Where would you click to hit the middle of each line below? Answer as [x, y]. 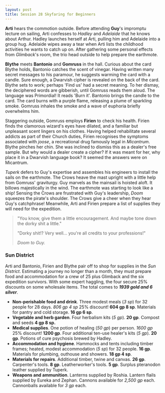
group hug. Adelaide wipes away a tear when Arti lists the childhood [74, 44]
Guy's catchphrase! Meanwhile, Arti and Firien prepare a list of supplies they [83, 203]
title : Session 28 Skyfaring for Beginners [50, 14]
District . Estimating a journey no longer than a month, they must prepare [78, 271]
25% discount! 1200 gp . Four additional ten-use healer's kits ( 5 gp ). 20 [84, 333]
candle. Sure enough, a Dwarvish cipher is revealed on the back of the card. [82, 80]
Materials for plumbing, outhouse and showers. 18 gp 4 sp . [72, 354]
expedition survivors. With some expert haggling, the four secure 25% [76, 282]
